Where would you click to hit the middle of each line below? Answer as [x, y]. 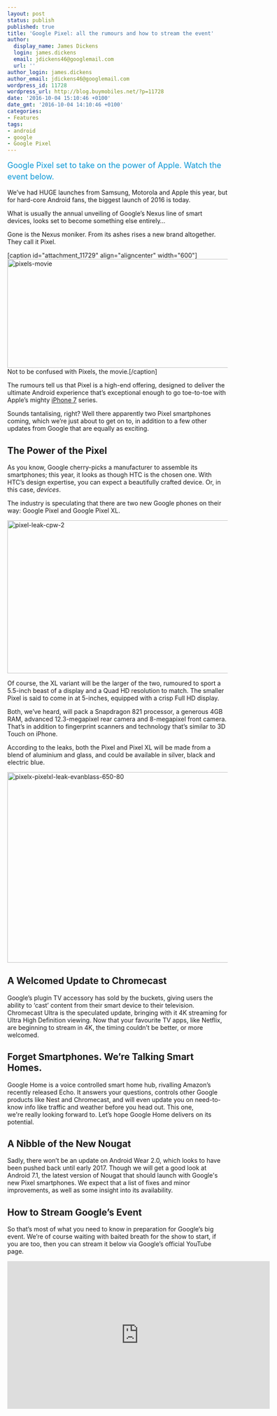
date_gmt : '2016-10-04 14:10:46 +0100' [65, 105]
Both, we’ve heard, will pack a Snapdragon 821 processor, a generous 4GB [115, 711]
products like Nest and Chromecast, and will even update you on [100, 1099]
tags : [15, 124]
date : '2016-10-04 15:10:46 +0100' [59, 99]
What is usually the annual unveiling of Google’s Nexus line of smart [105, 213]
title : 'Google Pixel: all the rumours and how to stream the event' [111, 33]
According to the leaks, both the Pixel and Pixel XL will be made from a [109, 747]
